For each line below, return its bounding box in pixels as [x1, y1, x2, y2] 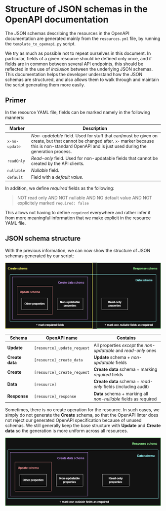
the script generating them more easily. [5, 81, 85, 87]
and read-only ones [115, 347, 157, 354]
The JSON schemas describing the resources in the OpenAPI [5, 30, 129, 36]
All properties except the [93, 342, 144, 348]
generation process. [31, 148, 72, 154]
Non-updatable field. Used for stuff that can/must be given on [31, 132, 158, 139]
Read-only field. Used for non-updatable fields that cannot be [31, 155, 158, 161]
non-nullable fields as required [93, 396, 157, 402]
